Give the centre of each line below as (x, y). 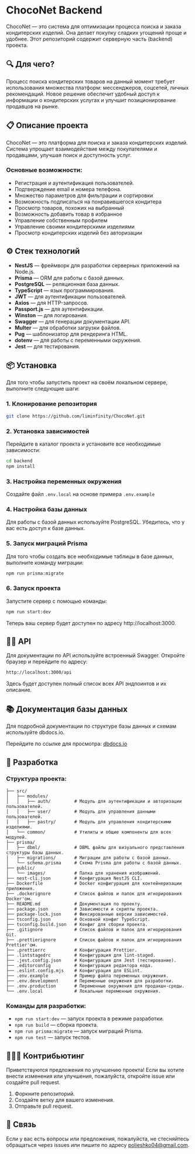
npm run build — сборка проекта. (56, 1025)
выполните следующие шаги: (43, 389)
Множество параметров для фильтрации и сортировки (84, 195)
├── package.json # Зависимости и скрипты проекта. (82, 909)
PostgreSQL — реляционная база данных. (67, 284)
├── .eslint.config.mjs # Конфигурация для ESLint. (74, 970)
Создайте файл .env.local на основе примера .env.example (81, 494)
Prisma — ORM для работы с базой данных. (69, 278)
